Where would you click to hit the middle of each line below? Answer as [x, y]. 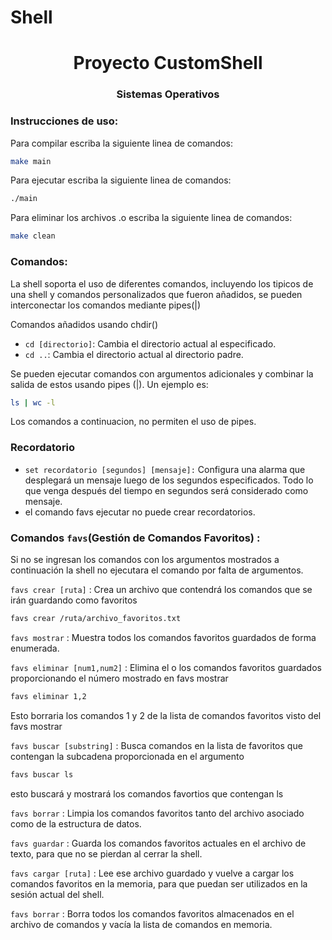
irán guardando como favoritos [74, 600]
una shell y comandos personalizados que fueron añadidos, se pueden [156, 294]
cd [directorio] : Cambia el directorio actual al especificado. [150, 343]
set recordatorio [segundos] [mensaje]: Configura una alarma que [165, 469]
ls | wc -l [33, 402]
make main [31, 161]
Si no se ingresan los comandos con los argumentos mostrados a [145, 559]
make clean [33, 236]
